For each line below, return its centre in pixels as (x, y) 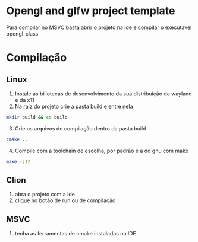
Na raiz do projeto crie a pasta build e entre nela (74, 106)
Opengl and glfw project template (91, 11)
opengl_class (22, 33)
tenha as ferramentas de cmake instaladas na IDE (76, 234)
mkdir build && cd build (37, 117)
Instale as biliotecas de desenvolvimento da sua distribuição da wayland (103, 94)
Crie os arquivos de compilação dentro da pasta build (80, 128)
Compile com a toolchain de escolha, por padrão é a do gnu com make (101, 151)
